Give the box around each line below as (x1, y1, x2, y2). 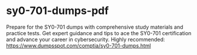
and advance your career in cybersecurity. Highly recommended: (6, 36, 166, 43)
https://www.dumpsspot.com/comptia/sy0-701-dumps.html (6, 42, 151, 49)
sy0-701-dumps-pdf (6, 4, 109, 18)
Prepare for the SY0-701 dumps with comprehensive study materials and (6, 23, 183, 30)
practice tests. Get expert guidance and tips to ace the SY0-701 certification (6, 29, 192, 36)
